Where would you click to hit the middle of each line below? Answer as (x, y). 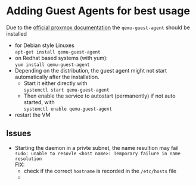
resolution (28, 159)
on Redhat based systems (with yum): (61, 58)
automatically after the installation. (57, 77)
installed (17, 33)
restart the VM (32, 115)
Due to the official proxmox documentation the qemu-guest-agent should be (98, 27)
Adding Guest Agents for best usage (98, 11)
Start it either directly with (55, 83)
